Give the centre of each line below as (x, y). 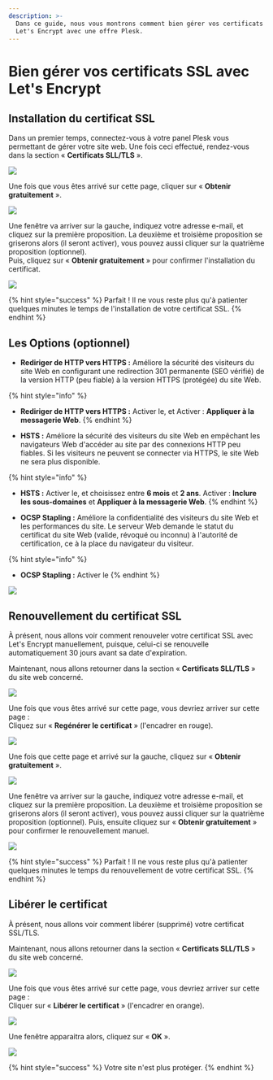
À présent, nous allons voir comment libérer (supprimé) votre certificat (126, 924)
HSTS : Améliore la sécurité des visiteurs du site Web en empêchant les (140, 436)
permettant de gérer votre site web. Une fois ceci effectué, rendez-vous (129, 146)
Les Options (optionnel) (69, 343)
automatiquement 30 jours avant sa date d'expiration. (98, 653)
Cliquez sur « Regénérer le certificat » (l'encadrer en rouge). (111, 725)
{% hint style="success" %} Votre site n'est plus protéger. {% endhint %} (131, 1067)
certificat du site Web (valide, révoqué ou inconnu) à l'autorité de (129, 535)
